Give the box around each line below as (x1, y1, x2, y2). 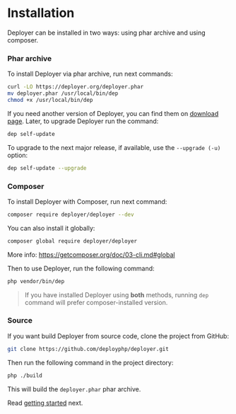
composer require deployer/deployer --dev (7, 211, 134, 218)
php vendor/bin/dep (7, 277, 65, 284)
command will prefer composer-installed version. (24, 298, 168, 306)
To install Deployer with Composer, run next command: (7, 197, 167, 206)
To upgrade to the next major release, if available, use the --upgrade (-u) (7, 143, 221, 151)
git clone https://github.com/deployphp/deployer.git (7, 345, 170, 352)
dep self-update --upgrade (7, 164, 87, 171)
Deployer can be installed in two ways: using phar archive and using (7, 28, 206, 37)
